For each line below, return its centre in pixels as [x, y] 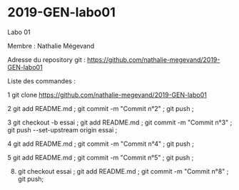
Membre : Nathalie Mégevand [51, 46]
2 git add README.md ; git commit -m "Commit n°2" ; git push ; [101, 108]
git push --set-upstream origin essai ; [62, 130]
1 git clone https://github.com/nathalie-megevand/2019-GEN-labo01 [107, 95]
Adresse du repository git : [46, 59]
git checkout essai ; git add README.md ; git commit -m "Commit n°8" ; [123, 171]
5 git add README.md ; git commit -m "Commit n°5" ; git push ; [101, 157]
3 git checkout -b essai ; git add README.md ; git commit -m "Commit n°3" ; [120, 122]
